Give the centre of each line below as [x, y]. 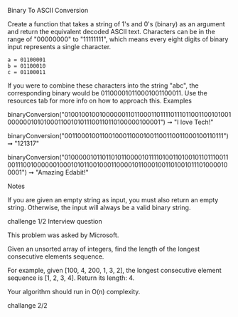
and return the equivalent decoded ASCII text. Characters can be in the [111, 32]
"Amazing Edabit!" [62, 172]
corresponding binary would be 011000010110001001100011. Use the [107, 93]
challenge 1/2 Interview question [55, 221]
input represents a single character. [59, 47]
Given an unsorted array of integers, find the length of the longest [104, 249]
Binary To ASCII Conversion [48, 10]
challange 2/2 [27, 305]
